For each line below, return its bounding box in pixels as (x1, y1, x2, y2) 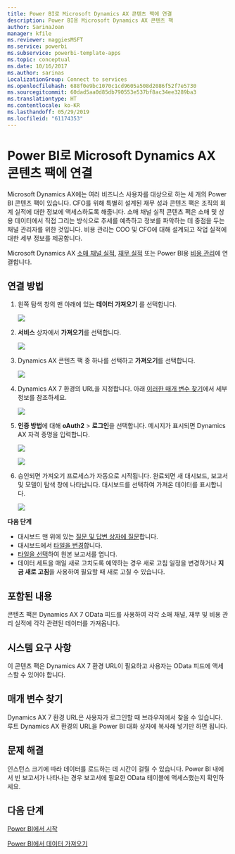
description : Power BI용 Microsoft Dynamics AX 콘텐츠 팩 (7, 17, 174, 24)
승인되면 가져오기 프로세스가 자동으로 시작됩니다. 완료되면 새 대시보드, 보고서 (17, 472, 229, 480)
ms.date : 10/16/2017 (7, 63, 68, 70)
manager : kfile (7, 30, 52, 37)
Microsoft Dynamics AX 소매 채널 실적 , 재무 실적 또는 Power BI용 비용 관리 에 (7, 249, 221, 257)
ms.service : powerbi (7, 43, 68, 50)
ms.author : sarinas (7, 69, 65, 76)
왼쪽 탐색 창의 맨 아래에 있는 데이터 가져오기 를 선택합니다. (17, 300, 177, 308)
